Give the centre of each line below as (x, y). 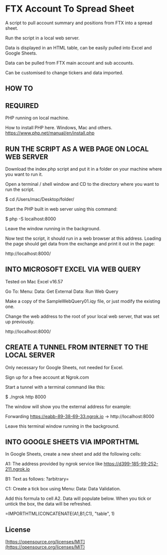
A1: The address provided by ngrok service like (54, 464)
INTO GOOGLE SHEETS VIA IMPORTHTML (72, 442)
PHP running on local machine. (37, 118)
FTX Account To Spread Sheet (70, 9)
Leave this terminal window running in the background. (62, 426)
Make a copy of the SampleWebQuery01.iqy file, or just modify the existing (83, 301)
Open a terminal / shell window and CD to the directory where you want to (82, 184)
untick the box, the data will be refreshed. (48, 504)
